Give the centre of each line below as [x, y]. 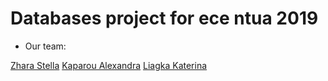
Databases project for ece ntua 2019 [164, 18]
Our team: [45, 46]
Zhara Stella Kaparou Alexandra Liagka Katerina [109, 65]
